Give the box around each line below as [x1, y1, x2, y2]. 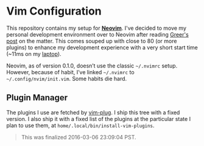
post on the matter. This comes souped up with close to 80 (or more [6, 37, 177, 44]
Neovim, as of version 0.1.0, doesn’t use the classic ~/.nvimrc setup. [6, 62, 178, 69]
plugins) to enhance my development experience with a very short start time [6, 44, 198, 51]
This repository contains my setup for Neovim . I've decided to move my [6, 24, 187, 32]
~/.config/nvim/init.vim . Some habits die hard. [6, 75, 127, 82]
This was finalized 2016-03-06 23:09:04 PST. [21, 133, 136, 141]
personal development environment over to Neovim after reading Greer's [6, 30, 189, 38]
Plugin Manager [6, 92, 68, 103]
